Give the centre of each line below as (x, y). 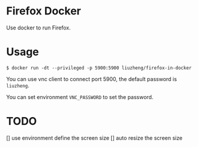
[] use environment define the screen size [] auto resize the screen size (94, 138)
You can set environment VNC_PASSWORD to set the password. (80, 97)
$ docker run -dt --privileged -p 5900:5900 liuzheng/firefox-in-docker (99, 68)
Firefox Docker (44, 11)
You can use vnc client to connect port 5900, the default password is (91, 79)
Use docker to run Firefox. (38, 28)
